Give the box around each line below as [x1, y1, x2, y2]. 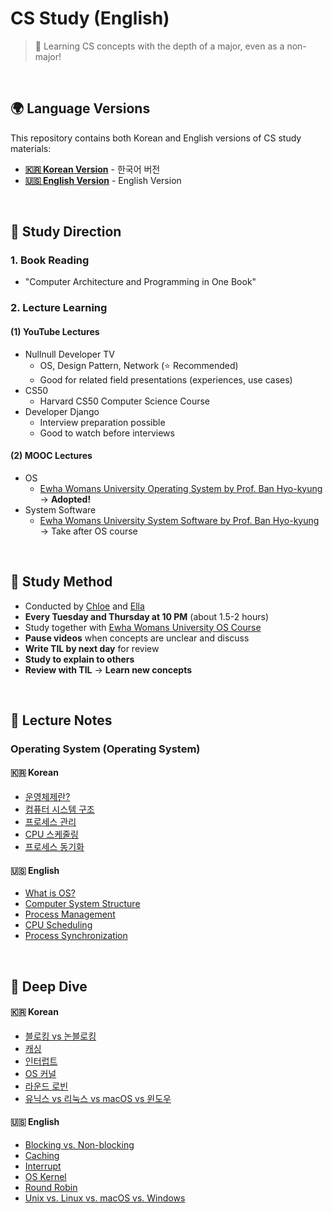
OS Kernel [24, 1171, 67, 1183]
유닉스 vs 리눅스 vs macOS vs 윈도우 [24, 1092, 172, 1104]
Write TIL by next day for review [24, 642, 160, 654]
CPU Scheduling [24, 919, 93, 931]
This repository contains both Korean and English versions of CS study [10, 132, 302, 144]
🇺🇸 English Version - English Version [24, 174, 182, 186]
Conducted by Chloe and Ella [24, 600, 145, 612]
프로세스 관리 [24, 816, 77, 828]
